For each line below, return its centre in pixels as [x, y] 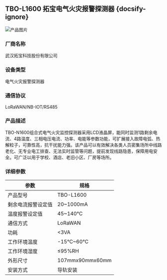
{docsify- [131, 9]
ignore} [17, 17]
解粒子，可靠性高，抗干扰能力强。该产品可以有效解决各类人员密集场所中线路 [83, 145]
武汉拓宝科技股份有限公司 [31, 56]
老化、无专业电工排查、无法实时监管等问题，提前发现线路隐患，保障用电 [79, 151]
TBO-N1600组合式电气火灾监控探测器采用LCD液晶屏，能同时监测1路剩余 [79, 133]
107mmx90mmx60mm [84, 261]
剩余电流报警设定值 [30, 205]
